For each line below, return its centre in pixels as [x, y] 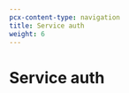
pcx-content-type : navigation [65, 17]
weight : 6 [27, 34]
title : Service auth [47, 26]
